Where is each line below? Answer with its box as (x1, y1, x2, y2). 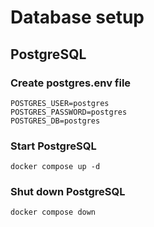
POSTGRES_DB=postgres (10, 116, 101, 126)
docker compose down (10, 207, 97, 218)
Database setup (10, 6, 145, 29)
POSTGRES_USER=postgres (10, 98, 110, 108)
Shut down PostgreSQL (10, 185, 126, 199)
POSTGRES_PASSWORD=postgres (10, 107, 128, 117)
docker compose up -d (10, 162, 101, 172)
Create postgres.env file (10, 76, 132, 90)
